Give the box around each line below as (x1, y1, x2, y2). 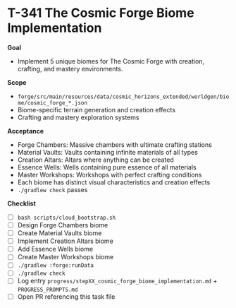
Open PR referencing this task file (17, 292, 116, 301)
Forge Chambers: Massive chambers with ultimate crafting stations (17, 140, 213, 149)
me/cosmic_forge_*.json (17, 99, 88, 107)
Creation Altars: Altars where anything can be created (17, 155, 174, 164)
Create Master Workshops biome (17, 253, 114, 261)
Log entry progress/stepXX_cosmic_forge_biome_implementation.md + (17, 277, 218, 285)
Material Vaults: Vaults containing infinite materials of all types (17, 148, 199, 156)
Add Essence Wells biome (17, 245, 94, 254)
